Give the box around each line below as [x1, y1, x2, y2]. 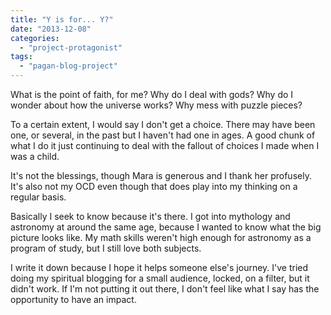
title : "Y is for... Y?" [10, 14, 114, 25]
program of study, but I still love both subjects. [10, 242, 202, 254]
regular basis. [10, 191, 67, 203]
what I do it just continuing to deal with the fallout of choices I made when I [10, 140, 320, 151]
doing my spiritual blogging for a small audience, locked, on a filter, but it [10, 272, 310, 284]
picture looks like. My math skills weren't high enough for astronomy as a [10, 232, 312, 243]
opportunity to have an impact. [10, 294, 137, 305]
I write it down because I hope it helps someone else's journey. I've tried [10, 262, 309, 273]
